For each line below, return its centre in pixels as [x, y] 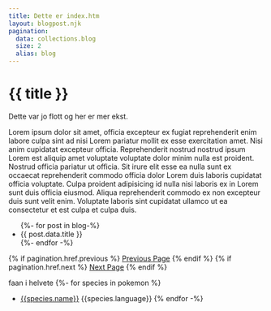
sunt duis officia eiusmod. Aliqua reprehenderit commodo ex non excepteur [135, 192]
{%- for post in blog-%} [60, 225]
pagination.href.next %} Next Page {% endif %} [88, 267]
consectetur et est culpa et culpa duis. [73, 209]
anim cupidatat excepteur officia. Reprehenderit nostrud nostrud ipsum [127, 149]
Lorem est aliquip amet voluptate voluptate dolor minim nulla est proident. [131, 158]
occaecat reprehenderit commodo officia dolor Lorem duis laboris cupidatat [135, 175]
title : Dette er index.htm [54, 16]
